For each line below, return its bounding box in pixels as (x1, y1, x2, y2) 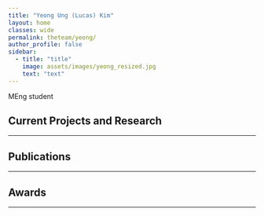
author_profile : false (8, 41, 82, 49)
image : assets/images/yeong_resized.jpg (22, 63, 156, 71)
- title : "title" (15, 56, 72, 64)
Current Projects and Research (8, 115, 163, 128)
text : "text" (22, 70, 65, 78)
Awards (8, 185, 47, 199)
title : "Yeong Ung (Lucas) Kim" (8, 11, 114, 20)
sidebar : (8, 48, 37, 56)
